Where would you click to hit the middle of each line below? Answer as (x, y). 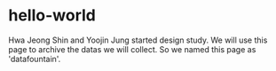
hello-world (52, 16)
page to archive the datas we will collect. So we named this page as (132, 49)
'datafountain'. (35, 59)
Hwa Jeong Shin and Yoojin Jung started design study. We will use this (138, 40)
